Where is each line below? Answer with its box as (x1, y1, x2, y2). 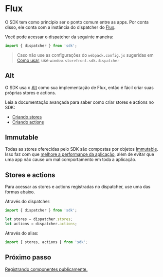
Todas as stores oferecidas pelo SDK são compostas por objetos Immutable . (5, 146, 159, 152)
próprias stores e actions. (5, 90, 56, 95)
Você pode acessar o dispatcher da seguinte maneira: (5, 34, 113, 40)
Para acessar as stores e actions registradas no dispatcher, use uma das (5, 184, 151, 190)
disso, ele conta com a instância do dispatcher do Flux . (5, 24, 116, 30)
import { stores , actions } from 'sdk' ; (5, 239, 89, 245)
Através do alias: (5, 230, 38, 236)
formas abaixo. (5, 189, 35, 195)
